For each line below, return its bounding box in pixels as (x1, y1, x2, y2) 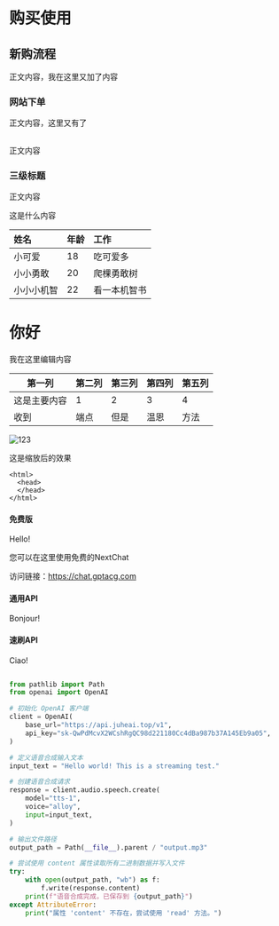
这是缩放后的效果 (9, 452, 72, 463)
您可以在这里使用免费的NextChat (9, 552, 129, 563)
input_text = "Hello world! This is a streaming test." (9, 761, 220, 771)
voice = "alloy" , (25, 803, 81, 811)
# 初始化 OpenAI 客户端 (9, 704, 89, 713)
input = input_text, (25, 810, 93, 819)
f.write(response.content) (41, 884, 141, 893)
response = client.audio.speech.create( (9, 786, 161, 795)
